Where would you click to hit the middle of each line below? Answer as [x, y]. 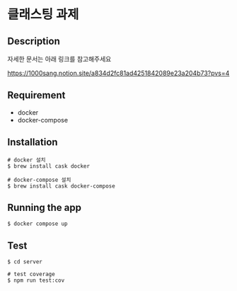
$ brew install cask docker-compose [61, 186]
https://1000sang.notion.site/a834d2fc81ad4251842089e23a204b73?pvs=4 [118, 73]
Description [34, 41]
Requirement [36, 95]
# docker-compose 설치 [39, 180]
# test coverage [31, 274]
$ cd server [25, 262]
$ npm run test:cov [36, 280]
